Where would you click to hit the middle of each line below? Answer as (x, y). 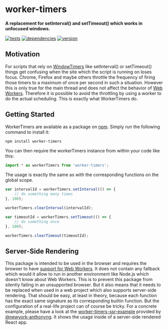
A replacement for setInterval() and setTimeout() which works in (74, 23)
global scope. (19, 180)
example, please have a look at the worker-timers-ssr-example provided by (83, 312)
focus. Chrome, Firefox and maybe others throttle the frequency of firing (80, 77)
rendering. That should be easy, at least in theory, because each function (81, 296)
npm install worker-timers (33, 141)
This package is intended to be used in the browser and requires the (76, 263)
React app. (16, 322)
